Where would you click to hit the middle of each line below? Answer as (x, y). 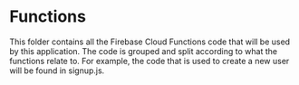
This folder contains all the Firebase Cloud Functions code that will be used (150, 42)
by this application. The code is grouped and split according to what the (144, 51)
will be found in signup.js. (57, 71)
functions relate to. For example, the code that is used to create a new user (149, 61)
